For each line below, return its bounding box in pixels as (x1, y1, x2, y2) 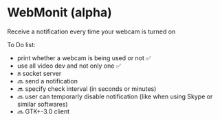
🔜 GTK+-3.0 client (16, 107, 70, 116)
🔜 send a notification (16, 77, 78, 85)
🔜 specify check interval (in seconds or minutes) (16, 84, 157, 93)
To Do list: (7, 40, 36, 49)
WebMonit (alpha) (7, 5, 112, 21)
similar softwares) (16, 100, 68, 108)
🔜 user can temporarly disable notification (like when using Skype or (16, 92, 213, 100)
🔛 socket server (16, 69, 62, 77)
